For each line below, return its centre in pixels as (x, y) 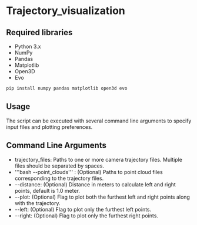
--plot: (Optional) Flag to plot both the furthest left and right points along (102, 197)
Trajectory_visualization (66, 11)
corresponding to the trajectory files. (59, 178)
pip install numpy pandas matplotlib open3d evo (67, 88)
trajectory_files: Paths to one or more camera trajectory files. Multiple (98, 159)
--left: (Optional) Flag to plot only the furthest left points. (83, 209)
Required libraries (39, 33)
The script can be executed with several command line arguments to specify (99, 121)
